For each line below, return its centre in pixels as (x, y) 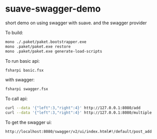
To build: (14, 32)
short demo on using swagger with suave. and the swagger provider (76, 23)
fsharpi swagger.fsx (27, 89)
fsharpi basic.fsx (24, 70)
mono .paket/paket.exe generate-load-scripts (54, 51)
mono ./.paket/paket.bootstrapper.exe (46, 42)
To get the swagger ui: (28, 122)
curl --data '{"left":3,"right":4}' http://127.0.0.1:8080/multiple (78, 113)
